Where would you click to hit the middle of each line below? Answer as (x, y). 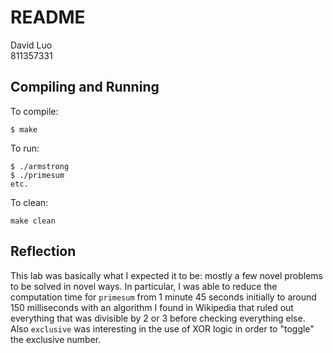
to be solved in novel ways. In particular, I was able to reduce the (144, 286)
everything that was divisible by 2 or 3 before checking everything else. (158, 318)
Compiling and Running (85, 87)
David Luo (31, 45)
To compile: (34, 111)
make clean (33, 221)
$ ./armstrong (40, 166)
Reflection (43, 251)
